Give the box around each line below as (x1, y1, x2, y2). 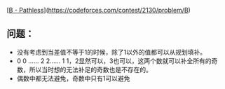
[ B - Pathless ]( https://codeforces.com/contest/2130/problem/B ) (6, 6, 191, 14)
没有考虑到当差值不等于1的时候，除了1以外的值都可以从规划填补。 (16, 48, 207, 56)
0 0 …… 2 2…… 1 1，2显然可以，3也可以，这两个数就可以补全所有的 (16, 56, 212, 65)
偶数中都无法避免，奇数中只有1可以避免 (16, 74, 130, 83)
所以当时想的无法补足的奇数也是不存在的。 (29, 65, 152, 74)
